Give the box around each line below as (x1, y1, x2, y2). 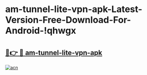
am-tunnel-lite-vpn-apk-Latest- (5, 4, 142, 15)
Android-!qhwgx (5, 25, 77, 36)
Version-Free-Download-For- (5, 14, 131, 26)
